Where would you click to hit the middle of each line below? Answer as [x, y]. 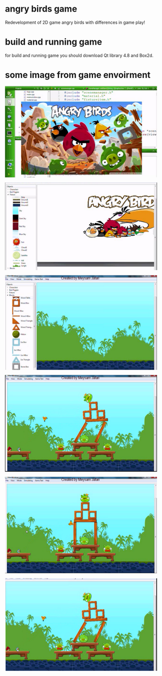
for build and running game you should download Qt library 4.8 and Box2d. [79, 55]
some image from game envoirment [78, 75]
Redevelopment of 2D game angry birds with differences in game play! [75, 22]
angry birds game [41, 9]
